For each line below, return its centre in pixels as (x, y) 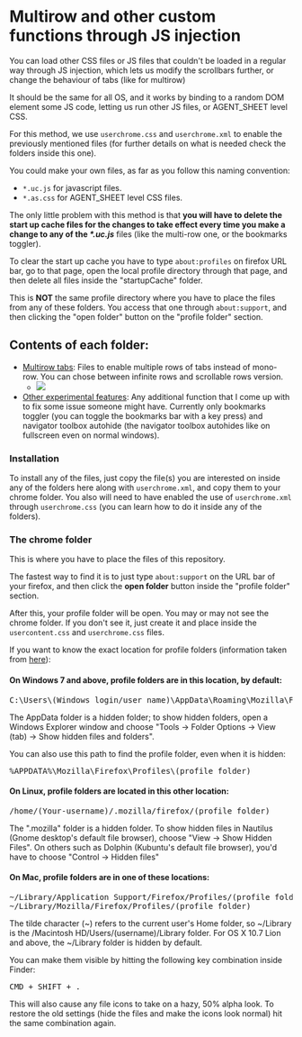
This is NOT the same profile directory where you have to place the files (142, 297)
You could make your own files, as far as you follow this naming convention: (150, 170)
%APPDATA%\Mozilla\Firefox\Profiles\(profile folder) (130, 771)
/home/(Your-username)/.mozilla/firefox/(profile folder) (140, 811)
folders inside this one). (53, 153)
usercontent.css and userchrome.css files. (87, 632)
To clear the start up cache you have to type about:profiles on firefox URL (148, 261)
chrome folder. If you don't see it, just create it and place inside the (133, 623)
